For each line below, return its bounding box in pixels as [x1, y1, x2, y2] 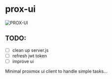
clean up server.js [12, 47, 49, 53]
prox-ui [5, 3, 36, 15]
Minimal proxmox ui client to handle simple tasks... [5, 68, 108, 74]
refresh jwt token [12, 53, 47, 59]
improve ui [12, 58, 34, 64]
